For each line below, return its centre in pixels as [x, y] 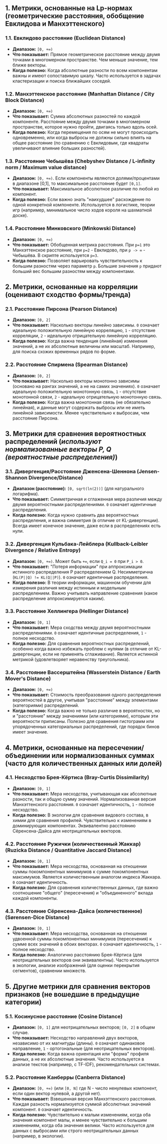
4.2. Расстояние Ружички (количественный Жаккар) [73, 843]
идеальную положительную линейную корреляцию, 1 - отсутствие [84, 330]
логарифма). [26, 494]
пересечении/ [121, 748]
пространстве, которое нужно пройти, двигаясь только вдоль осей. [85, 126]
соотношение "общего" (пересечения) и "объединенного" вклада [83, 893]
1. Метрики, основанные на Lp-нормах [69, 8]
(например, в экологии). [38, 1136]
